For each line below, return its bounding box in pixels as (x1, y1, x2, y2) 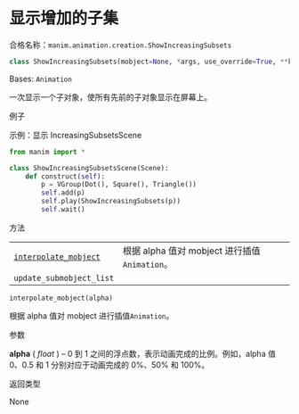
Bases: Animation (9, 73, 73, 84)
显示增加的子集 (9, 8, 119, 29)
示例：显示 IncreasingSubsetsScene (9, 129, 142, 140)
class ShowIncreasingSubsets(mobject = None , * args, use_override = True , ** (9, 57, 289, 66)
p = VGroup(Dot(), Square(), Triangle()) (41, 180, 198, 189)
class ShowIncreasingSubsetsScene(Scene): (9, 163, 169, 172)
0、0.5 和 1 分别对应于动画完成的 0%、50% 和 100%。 (9, 359, 210, 370)
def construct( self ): (25, 171, 105, 181)
